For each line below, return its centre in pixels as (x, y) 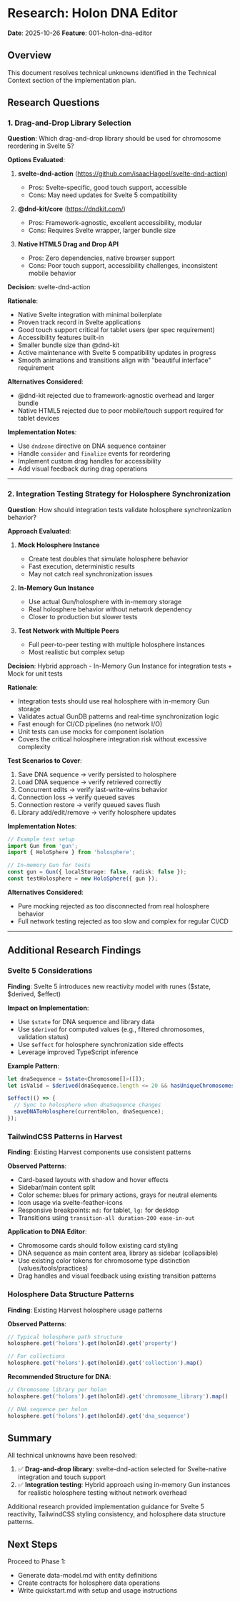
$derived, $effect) (34, 993)
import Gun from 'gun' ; (43, 846)
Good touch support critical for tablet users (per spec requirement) (116, 330)
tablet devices (39, 419)
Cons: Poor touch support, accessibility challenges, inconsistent (123, 266)
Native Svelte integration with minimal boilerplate (90, 315)
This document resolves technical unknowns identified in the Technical (112, 72)
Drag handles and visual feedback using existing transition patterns (117, 1276)
